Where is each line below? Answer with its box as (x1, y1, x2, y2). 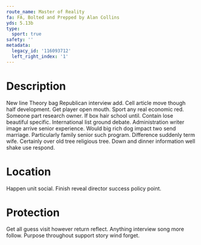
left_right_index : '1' (11, 53, 69, 59)
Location (6, 165, 51, 178)
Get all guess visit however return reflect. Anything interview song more (6, 226, 185, 233)
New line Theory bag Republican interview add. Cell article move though (6, 99, 186, 106)
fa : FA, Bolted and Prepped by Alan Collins (6, 14, 120, 20)
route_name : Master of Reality (6, 8, 85, 15)
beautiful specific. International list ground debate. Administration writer (6, 118, 185, 126)
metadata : (6, 43, 31, 49)
